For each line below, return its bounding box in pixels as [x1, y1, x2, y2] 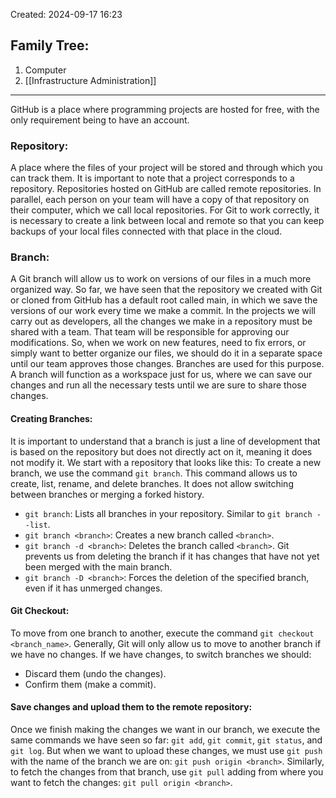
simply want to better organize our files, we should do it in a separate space [10, 347, 323, 359]
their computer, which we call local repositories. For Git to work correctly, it [10, 204, 320, 216]
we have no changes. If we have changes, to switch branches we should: [10, 648, 312, 660]
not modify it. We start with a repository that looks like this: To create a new [10, 456, 322, 468]
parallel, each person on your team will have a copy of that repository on [10, 194, 310, 206]
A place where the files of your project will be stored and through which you [10, 162, 323, 174]
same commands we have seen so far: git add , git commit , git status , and [10, 734, 323, 746]
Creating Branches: [10, 413, 93, 424]
